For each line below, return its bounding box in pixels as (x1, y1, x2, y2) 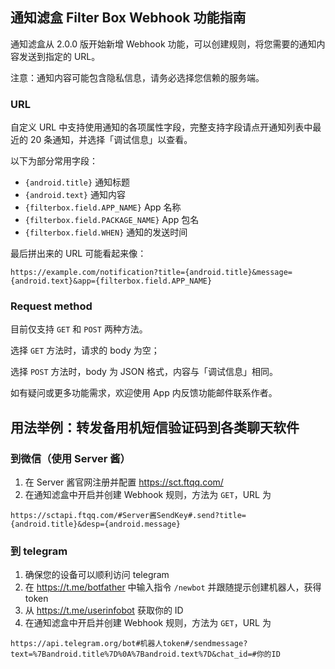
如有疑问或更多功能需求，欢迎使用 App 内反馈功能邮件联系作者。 (10, 387, 278, 399)
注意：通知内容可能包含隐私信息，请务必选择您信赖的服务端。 (10, 71, 265, 83)
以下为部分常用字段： (10, 155, 98, 167)
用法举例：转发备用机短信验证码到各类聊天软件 (10, 419, 300, 436)
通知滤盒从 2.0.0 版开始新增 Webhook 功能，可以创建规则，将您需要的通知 (10, 38, 317, 50)
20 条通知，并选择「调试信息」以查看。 (29, 134, 193, 146)
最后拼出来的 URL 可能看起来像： (10, 248, 147, 260)
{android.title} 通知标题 (24, 176, 131, 188)
